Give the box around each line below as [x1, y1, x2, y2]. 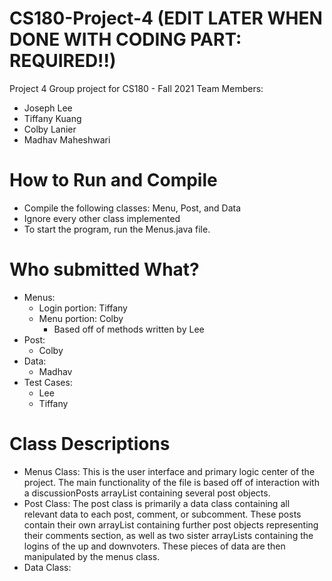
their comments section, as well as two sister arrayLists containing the [23, 529, 314, 541]
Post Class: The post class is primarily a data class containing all [23, 497, 291, 509]
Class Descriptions [9, 433, 171, 455]
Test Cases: [23, 376, 73, 388]
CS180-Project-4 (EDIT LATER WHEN [9, 7, 323, 30]
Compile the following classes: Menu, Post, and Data [23, 202, 242, 214]
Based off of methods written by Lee [53, 323, 205, 335]
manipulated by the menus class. [23, 550, 161, 562]
